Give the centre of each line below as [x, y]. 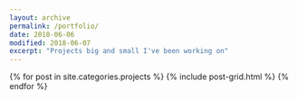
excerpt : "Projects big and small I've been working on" [119, 51]
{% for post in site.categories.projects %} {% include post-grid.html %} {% [149, 76]
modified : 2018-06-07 [50, 43]
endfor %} [29, 86]
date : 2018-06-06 [42, 34]
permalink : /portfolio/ [54, 26]
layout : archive [40, 18]
